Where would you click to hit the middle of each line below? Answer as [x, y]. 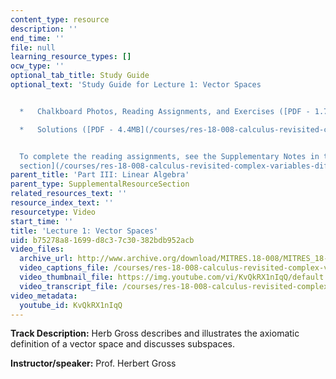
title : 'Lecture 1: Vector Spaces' [84, 231]
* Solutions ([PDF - [66, 129]
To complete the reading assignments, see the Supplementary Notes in [169, 156]
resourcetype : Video [53, 212]
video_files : [37, 249]
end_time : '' [37, 38]
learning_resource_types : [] [71, 57]
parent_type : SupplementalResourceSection [100, 184]
